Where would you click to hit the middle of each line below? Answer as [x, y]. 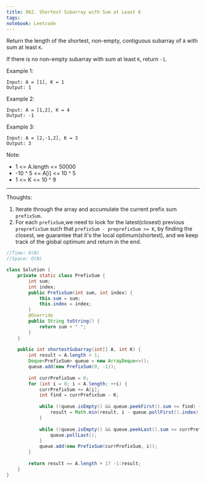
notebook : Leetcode [31, 23]
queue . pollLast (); [74, 435]
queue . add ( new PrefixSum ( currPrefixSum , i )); [98, 447]
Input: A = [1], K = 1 [35, 82]
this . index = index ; [65, 304]
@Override [41, 316]
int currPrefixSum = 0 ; [59, 378]
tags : [13, 18]
